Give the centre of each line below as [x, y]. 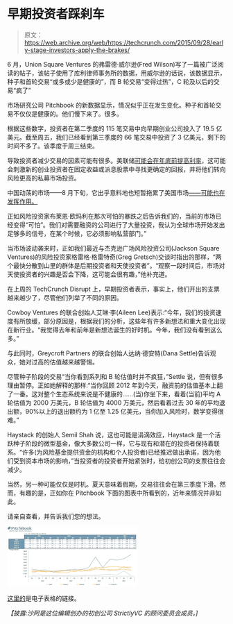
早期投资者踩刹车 [56, 14]
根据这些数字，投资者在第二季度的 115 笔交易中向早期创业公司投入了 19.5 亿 [115, 128]
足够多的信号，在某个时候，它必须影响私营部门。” [77, 233]
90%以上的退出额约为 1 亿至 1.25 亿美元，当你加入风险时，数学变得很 [124, 411]
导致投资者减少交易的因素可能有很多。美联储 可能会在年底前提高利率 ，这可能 [116, 160]
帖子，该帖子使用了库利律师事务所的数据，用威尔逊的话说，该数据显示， [122, 73]
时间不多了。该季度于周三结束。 [53, 146]
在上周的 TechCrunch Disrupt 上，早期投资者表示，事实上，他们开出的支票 [114, 289]
